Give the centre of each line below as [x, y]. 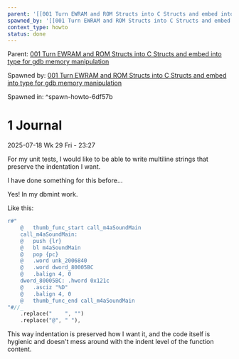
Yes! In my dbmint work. [43, 194]
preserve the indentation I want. [54, 167]
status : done [27, 34]
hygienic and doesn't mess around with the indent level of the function [111, 342]
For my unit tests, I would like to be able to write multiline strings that [108, 159]
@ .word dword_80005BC [57, 268]
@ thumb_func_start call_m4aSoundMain [81, 228]
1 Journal [35, 126]
